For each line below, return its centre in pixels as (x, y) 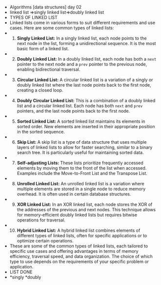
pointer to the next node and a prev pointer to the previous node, (82, 64)
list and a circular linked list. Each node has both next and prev (80, 106)
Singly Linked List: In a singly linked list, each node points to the (82, 38)
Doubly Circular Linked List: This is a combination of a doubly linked (86, 100)
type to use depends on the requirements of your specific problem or (79, 262)
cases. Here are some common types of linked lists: (62, 28)
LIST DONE (21, 272)
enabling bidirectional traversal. (49, 69)
